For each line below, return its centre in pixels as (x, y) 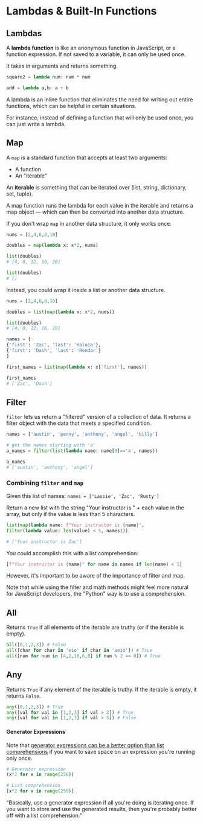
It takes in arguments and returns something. (62, 66)
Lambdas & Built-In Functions (82, 11)
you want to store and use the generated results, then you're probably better (101, 809)
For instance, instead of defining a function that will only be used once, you (100, 117)
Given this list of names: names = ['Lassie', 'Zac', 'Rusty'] (83, 495)
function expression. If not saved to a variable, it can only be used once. (96, 54)
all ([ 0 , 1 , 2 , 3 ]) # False (36, 645)
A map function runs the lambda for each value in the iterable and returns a (100, 205)
